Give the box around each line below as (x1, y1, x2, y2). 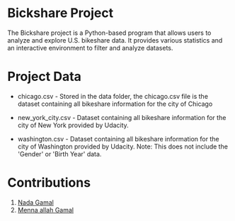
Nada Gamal (17, 198, 55, 207)
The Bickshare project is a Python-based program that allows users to (7, 28, 212, 37)
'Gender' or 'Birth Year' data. (17, 149, 102, 158)
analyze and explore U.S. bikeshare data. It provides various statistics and (7, 36, 223, 44)
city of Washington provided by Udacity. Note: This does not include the (17, 142, 229, 151)
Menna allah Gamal (17, 205, 74, 214)
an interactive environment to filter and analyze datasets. (7, 43, 173, 52)
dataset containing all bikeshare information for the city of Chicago (17, 99, 213, 108)
